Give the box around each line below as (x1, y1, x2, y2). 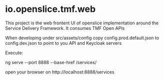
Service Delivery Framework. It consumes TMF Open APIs (5, 25, 125, 31)
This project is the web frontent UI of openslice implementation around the (5, 20, 159, 26)
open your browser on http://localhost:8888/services (5, 69, 114, 75)
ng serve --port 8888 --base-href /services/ (5, 59, 96, 65)
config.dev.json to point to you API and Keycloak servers (5, 40, 122, 46)
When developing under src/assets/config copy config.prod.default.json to (5, 35, 159, 41)
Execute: (5, 50, 23, 56)
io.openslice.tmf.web (5, 3, 96, 15)
